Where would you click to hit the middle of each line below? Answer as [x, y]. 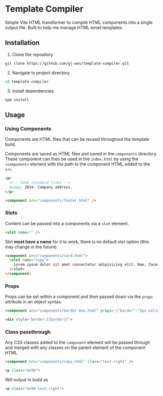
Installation [22, 43]
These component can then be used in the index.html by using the [72, 159]
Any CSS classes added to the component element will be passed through [78, 343]
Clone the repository [33, 54]
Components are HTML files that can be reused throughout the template [77, 139]
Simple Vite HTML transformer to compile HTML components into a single [79, 22]
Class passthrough [28, 332]
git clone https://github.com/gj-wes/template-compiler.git [67, 63]
